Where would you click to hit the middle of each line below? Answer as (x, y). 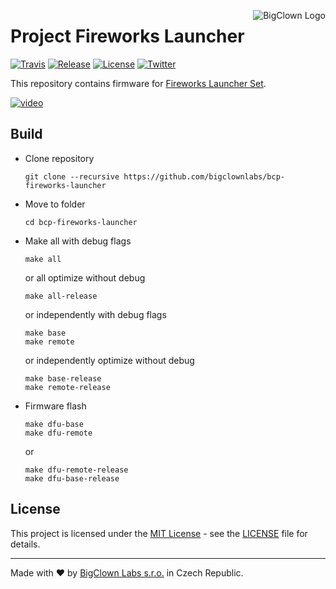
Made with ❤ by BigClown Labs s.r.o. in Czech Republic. (127, 572)
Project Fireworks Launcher (127, 36)
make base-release (63, 378)
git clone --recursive (72, 176)
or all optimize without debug (85, 277)
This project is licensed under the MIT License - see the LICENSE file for (159, 533)
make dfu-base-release (72, 478)
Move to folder (55, 204)
